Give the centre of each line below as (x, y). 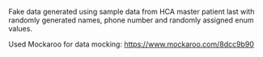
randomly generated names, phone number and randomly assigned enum (131, 20)
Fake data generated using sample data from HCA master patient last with (131, 12)
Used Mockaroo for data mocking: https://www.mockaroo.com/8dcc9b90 (131, 44)
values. (20, 28)
